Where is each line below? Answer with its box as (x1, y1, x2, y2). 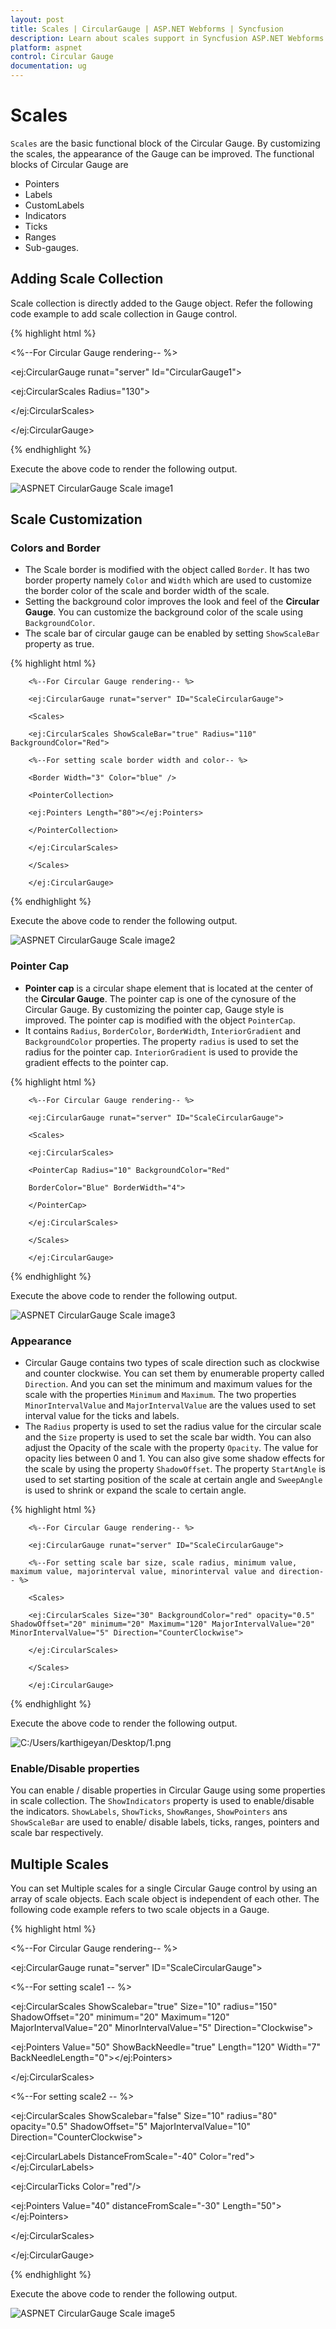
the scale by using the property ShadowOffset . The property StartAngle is (24, 1463, 326, 1475)
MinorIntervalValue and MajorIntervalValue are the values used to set (24, 1399, 317, 1411)
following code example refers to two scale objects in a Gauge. (10, 1904, 270, 1916)
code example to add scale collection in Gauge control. (10, 307, 238, 320)
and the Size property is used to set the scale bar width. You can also (24, 1431, 312, 1443)
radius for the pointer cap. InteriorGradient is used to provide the (24, 1046, 298, 1058)
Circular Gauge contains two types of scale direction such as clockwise (24, 1357, 320, 1369)
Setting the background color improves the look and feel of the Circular (24, 596, 320, 608)
